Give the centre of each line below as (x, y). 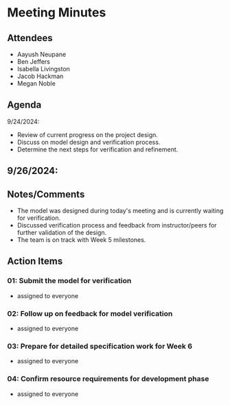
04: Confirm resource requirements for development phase (108, 379)
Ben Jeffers (33, 62)
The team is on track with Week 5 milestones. (81, 240)
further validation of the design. (62, 233)
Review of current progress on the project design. (87, 134)
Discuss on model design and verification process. (89, 142)
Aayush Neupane (42, 54)
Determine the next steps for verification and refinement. (97, 149)
